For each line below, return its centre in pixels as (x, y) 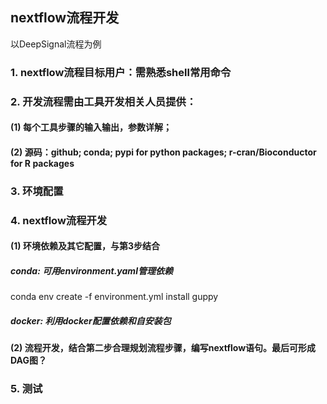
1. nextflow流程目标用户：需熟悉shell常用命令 (121, 72)
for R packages (42, 163)
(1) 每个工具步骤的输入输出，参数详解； (91, 127)
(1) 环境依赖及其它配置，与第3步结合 (85, 246)
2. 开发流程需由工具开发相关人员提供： (103, 101)
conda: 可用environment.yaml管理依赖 (91, 270)
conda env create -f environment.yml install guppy (114, 297)
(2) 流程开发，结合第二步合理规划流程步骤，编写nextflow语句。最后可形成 (163, 348)
